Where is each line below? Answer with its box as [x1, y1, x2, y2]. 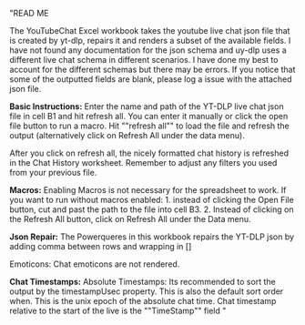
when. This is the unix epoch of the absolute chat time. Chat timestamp [9, 296, 277, 306]
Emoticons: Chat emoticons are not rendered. [9, 259, 180, 269]
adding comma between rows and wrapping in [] [9, 241, 192, 251]
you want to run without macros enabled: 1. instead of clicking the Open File [9, 195, 294, 205]
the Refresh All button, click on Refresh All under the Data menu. [9, 214, 252, 224]
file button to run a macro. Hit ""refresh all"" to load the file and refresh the [9, 120, 290, 131]
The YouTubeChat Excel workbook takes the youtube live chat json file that [9, 25, 290, 36]
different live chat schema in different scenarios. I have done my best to [9, 55, 279, 65]
